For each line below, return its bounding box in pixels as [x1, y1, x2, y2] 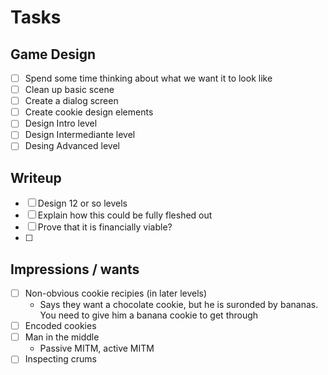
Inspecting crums [24, 353, 97, 365]
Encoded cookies [24, 320, 97, 332]
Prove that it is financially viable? [37, 221, 173, 233]
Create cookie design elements [24, 106, 154, 118]
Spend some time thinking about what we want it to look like [24, 72, 273, 84]
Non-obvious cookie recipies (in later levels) [24, 287, 208, 300]
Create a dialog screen [24, 95, 119, 107]
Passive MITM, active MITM [39, 342, 155, 355]
